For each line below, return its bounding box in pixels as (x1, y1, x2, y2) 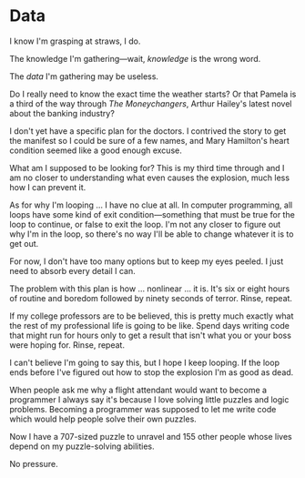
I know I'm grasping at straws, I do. (9, 36, 141, 46)
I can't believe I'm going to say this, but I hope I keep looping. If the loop (9, 357, 280, 368)
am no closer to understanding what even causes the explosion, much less (9, 172, 290, 183)
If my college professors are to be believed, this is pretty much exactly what (9, 310, 294, 321)
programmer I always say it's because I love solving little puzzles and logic (9, 393, 290, 405)
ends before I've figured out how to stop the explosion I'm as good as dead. (9, 366, 294, 378)
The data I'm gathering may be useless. (9, 70, 159, 82)
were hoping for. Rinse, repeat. (9, 339, 126, 351)
